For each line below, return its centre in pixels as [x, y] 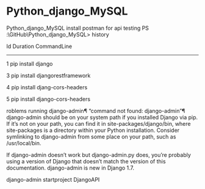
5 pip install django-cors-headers [48, 99]
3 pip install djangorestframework [49, 75]
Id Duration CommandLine [39, 46]
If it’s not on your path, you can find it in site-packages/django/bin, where [99, 123]
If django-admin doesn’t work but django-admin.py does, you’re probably [99, 155]
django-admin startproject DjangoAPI [53, 179]
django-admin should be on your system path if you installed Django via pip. [102, 117]
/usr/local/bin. [24, 143]
